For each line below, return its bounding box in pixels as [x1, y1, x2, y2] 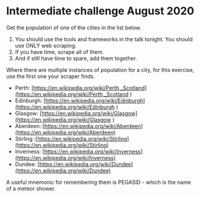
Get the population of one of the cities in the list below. [6, 24, 142, 31]
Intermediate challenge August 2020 [6, 4, 195, 18]
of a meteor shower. [6, 184, 56, 192]
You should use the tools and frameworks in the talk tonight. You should [14, 35, 193, 43]
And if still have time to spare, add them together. [14, 54, 137, 62]
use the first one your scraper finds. [6, 72, 95, 80]
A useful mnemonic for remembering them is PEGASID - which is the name [6, 178, 191, 186]
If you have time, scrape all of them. [14, 48, 104, 55]
